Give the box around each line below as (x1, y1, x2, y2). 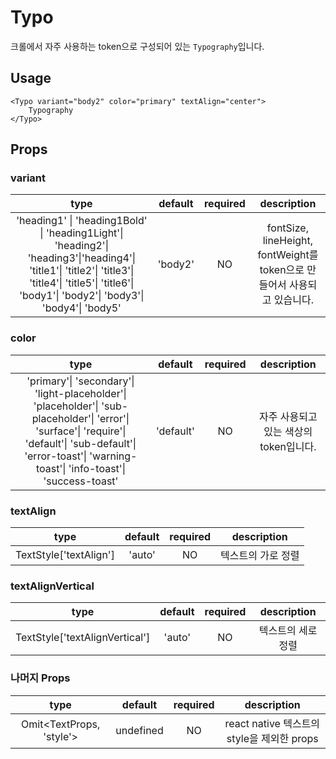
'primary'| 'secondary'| (26, 374, 135, 388)
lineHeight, (262, 234, 314, 248)
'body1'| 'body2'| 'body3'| (19, 289, 145, 303)
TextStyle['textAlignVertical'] (15, 631, 151, 645)
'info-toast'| (68, 461, 126, 475)
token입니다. (259, 439, 317, 453)
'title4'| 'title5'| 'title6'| (29, 276, 135, 290)
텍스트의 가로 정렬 (220, 549, 300, 563)
